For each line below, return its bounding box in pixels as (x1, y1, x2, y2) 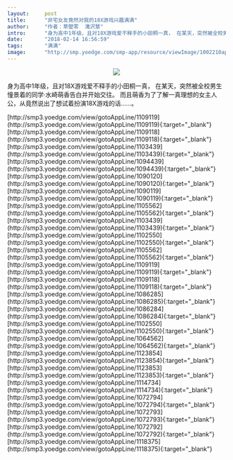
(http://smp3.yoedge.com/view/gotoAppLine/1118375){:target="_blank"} (7, 445, 213, 453)
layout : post (7, 10, 58, 17)
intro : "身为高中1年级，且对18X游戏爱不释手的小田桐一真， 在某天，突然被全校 (7, 29, 223, 37)
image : (7, 49, 26, 56)
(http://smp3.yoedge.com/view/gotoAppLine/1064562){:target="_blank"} (7, 341, 216, 350)
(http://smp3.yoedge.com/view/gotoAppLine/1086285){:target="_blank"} (7, 297, 216, 305)
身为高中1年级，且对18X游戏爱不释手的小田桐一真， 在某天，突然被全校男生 (7, 81, 223, 90)
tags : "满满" (7, 42, 62, 49)
